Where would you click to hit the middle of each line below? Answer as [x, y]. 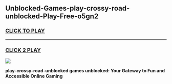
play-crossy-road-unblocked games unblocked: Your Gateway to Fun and [85, 70]
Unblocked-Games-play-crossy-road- [68, 8]
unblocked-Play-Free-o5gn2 [52, 17]
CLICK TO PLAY [25, 31]
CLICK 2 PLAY [23, 50]
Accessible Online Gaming [34, 76]
